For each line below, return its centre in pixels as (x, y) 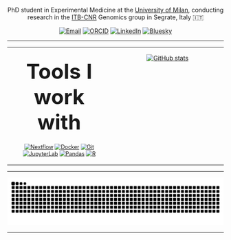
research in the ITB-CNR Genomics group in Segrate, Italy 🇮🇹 (115, 17)
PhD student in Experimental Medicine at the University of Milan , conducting (115, 10)
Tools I (59, 72)
